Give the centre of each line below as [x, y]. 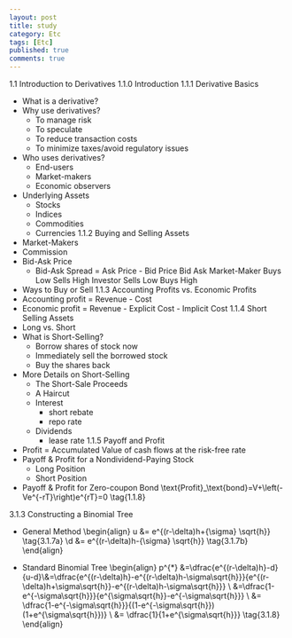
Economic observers [73, 186]
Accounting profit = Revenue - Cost [87, 299]
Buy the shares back [73, 365]
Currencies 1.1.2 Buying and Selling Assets [112, 233]
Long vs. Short [49, 327]
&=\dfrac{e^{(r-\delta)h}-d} [229, 567]
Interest [49, 403]
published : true [39, 51]
